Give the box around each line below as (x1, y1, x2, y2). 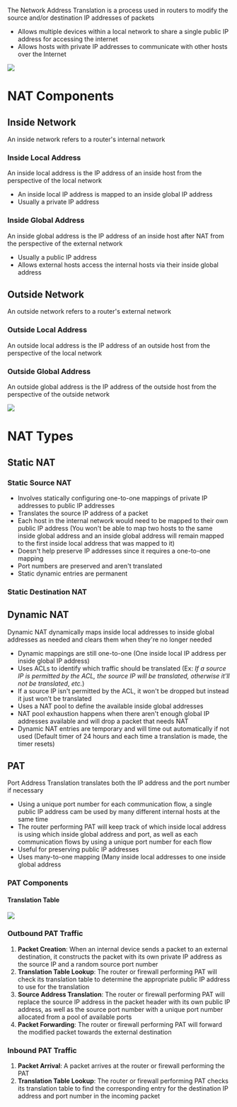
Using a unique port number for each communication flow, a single (17, 800, 212, 808)
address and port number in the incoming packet (17, 1092, 161, 1101)
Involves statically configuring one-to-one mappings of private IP (17, 493, 208, 502)
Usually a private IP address (17, 198, 100, 206)
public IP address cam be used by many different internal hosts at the (17, 808, 221, 816)
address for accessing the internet (17, 35, 118, 43)
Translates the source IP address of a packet (17, 509, 149, 517)
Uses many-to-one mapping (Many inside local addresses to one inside (17, 853, 226, 861)
